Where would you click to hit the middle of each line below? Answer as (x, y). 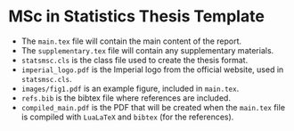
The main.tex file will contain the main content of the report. (131, 41)
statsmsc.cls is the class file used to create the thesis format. (135, 60)
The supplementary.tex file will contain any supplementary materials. (147, 50)
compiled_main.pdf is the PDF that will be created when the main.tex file (153, 107)
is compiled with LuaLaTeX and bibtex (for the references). (127, 117)
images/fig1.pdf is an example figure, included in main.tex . (130, 88)
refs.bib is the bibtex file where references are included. (126, 98)
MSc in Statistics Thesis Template (136, 16)
